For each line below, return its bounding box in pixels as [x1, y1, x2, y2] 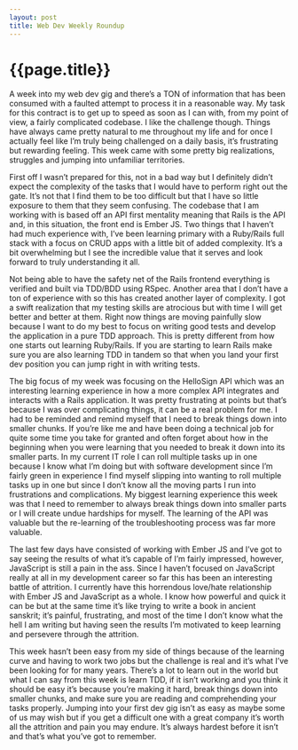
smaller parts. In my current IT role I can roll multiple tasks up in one [9, 452, 258, 462]
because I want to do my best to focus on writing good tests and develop [9, 321, 277, 332]
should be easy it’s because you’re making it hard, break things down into [9, 684, 278, 695]
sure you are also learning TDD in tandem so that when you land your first [9, 350, 279, 360]
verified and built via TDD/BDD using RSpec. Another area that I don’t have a [9, 283, 288, 294]
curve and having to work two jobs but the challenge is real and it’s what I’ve [9, 656, 289, 667]
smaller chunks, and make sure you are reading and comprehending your [9, 693, 277, 704]
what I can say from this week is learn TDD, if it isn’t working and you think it [9, 675, 288, 685]
